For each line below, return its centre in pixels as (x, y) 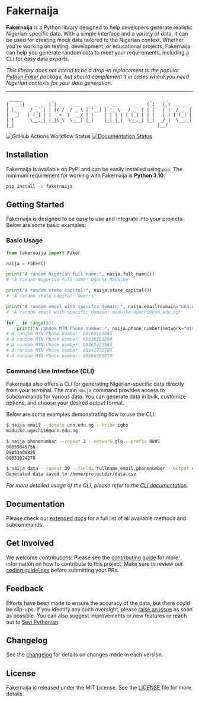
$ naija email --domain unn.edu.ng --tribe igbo (67, 425)
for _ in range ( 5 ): (30, 323)
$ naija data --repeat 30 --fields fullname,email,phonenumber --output (98, 469)
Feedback (25, 589)
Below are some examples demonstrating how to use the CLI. (81, 414)
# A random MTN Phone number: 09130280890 (59, 339)
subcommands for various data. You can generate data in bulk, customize (96, 397)
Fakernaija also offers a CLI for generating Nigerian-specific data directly (95, 384)
